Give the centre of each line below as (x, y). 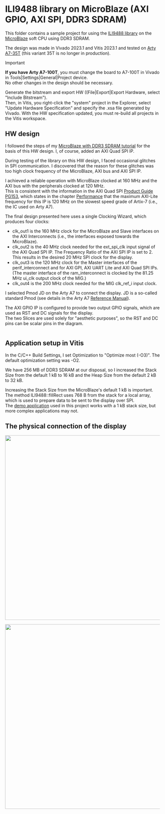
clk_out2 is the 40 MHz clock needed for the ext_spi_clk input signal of (84, 247)
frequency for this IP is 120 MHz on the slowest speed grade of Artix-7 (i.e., (81, 201)
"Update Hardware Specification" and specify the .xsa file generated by (78, 108)
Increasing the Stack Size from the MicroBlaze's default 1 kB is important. (79, 390)
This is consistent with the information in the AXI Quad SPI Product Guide (79, 191)
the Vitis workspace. (26, 118)
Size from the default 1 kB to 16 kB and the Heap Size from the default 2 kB (81, 375)
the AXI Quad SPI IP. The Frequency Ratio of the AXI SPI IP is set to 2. (82, 252)
